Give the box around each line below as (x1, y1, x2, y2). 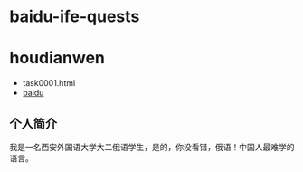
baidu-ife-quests (9, 6, 140, 27)
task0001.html (22, 78, 76, 89)
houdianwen (9, 48, 106, 69)
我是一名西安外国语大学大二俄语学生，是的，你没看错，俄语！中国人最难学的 (9, 141, 295, 152)
